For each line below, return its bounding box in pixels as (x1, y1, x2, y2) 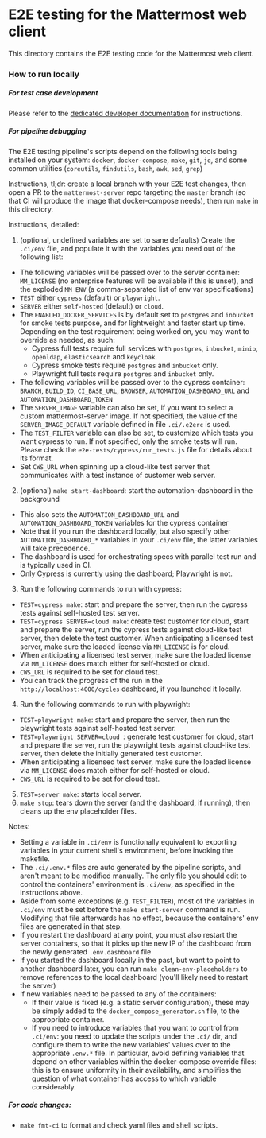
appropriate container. (31, 1014, 105, 1023)
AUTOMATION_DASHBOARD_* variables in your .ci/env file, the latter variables (19, 534, 258, 544)
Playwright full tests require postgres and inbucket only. (31, 368, 214, 379)
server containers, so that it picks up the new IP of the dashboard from (19, 938, 252, 948)
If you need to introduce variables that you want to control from (31, 1023, 240, 1032)
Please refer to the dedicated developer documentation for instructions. (8, 108, 243, 118)
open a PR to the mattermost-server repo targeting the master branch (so (8, 187, 246, 196)
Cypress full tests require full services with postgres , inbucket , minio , (31, 344, 258, 353)
